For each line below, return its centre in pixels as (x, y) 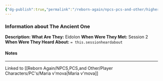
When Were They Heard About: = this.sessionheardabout (64, 42)
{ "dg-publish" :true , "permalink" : (39, 9)
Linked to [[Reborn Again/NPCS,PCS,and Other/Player (59, 68)
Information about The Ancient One (48, 26)
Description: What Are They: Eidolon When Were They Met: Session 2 (77, 37)
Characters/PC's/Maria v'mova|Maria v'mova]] (52, 73)
